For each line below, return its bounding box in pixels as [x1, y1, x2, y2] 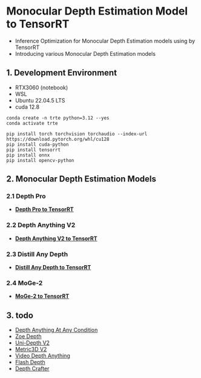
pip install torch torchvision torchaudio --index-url [6, 130, 148, 137]
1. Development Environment [6, 68, 117, 78]
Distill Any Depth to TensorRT [15, 264, 91, 271]
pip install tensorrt [6, 147, 61, 153]
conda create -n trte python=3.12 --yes [6, 115, 110, 121]
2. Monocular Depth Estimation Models [6, 174, 156, 184]
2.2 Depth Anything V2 [6, 221, 76, 229]
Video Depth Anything [15, 352, 71, 359]
